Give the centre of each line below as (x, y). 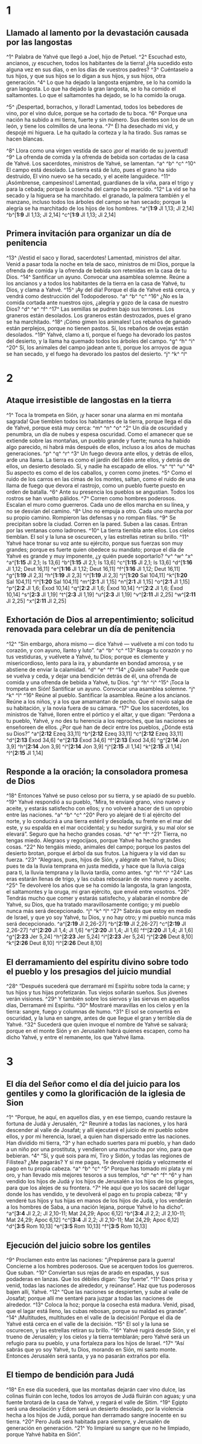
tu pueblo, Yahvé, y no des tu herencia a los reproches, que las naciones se (100, 720)
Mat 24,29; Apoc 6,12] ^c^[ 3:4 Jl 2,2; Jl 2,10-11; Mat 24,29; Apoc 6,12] (93, 1220)
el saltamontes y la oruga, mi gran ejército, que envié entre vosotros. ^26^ (98, 892)
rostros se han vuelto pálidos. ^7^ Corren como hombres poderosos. (91, 498)
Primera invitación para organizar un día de (89, 234)
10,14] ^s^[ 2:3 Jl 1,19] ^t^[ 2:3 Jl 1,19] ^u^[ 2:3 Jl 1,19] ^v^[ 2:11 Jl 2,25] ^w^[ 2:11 (101, 594)
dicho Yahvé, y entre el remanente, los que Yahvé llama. (76, 1037)
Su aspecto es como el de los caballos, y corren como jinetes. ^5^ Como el (99, 472)
